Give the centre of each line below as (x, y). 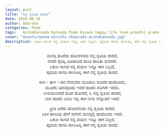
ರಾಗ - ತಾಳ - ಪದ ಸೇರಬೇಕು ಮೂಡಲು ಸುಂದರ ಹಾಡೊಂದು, (82, 82)
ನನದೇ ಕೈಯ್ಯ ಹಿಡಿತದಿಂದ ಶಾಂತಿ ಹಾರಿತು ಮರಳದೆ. (82, 61)
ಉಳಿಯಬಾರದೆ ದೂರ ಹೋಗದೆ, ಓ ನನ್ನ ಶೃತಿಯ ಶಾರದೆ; (82, 93)
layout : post (18, 10)
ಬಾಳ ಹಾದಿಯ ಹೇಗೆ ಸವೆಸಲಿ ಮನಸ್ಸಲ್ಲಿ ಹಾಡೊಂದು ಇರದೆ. (82, 114)
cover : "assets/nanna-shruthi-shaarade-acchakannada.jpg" (66, 37)
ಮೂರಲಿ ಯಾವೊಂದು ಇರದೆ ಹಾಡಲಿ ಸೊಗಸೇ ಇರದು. (82, 87)
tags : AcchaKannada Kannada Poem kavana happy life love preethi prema (82, 32)
